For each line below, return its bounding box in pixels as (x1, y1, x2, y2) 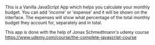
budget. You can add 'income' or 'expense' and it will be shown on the (5, 9, 147, 15)
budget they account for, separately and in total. (5, 20, 103, 25)
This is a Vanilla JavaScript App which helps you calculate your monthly (5, 4, 150, 10)
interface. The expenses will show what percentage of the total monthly (5, 15, 151, 20)
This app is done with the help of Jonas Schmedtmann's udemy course (5, 29, 149, 35)
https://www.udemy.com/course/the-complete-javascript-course (5, 34, 137, 40)
